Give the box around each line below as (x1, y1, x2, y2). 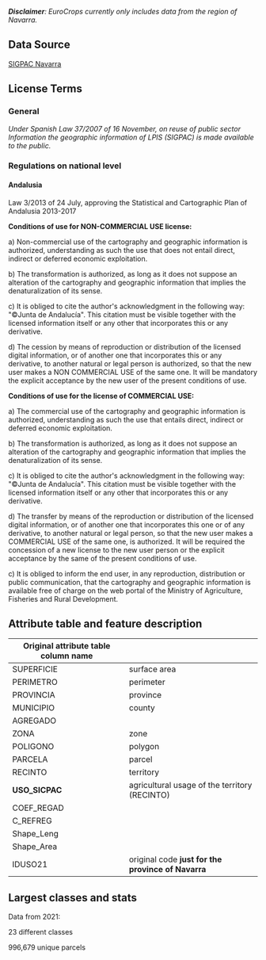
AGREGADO (12, 715, 57, 726)
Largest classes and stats (8, 891, 137, 905)
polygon (129, 741, 160, 752)
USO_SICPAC (12, 785, 63, 796)
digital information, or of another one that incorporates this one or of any (8, 519, 245, 530)
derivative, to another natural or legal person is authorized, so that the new (8, 358, 252, 368)
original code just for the (129, 854, 222, 865)
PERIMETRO (12, 677, 58, 688)
